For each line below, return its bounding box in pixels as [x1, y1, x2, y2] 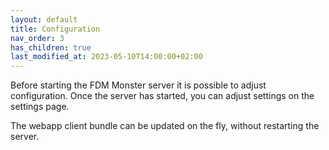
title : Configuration [10, 24, 101, 34]
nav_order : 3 [10, 33, 65, 43]
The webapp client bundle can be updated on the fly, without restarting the [10, 120, 320, 132]
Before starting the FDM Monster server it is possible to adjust [10, 79, 267, 91]
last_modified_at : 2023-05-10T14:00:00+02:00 [10, 52, 203, 62]
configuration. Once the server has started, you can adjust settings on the [10, 90, 315, 102]
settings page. [10, 101, 70, 113]
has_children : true [10, 42, 92, 53]
